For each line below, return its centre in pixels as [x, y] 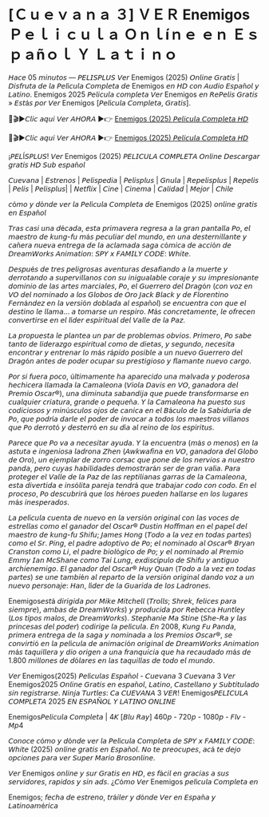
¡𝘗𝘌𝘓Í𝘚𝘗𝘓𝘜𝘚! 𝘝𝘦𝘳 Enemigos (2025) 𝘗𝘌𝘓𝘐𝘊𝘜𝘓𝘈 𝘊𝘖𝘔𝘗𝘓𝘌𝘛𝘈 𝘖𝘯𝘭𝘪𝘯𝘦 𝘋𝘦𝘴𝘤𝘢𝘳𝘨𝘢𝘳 [134, 156]
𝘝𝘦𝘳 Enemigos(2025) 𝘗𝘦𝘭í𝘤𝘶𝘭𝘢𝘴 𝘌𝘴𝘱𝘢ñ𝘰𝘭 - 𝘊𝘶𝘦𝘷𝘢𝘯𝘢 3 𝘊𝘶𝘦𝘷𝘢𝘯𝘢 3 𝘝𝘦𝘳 [122, 676]
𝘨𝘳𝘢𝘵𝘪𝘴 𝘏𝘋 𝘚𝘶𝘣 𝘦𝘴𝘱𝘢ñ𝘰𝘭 [47, 165]
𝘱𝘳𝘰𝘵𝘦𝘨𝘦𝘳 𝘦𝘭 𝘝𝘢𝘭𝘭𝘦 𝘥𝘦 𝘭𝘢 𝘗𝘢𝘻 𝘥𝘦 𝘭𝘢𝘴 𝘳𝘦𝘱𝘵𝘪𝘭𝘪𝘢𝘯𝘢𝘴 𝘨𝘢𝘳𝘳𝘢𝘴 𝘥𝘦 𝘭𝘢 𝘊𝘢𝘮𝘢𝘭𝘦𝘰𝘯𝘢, [128, 476]
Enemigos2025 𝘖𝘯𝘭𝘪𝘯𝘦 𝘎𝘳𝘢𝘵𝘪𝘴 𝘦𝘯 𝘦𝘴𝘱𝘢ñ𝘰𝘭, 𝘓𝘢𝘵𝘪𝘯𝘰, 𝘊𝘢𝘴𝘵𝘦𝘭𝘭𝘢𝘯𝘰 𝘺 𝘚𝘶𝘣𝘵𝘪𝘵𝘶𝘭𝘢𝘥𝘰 [134, 684]
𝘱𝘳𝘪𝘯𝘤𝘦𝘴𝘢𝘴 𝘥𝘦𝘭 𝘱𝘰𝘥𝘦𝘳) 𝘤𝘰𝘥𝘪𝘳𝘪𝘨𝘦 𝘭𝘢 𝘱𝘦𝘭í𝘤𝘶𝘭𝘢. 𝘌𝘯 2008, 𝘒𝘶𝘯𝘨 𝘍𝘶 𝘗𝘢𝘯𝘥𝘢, [123, 626]
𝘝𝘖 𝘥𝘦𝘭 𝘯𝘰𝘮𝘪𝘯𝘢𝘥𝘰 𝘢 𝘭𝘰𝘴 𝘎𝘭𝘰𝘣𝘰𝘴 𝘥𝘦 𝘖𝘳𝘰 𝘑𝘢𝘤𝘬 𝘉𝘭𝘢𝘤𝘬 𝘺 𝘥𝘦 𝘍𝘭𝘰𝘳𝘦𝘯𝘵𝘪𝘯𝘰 [119, 294]
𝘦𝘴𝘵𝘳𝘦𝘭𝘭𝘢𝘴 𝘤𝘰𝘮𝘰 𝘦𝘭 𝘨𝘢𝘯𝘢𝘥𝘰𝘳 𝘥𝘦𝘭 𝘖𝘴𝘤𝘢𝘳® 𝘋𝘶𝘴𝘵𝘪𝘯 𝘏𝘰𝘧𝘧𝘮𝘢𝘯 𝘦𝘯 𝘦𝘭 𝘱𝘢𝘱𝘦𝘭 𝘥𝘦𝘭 [128, 525]
